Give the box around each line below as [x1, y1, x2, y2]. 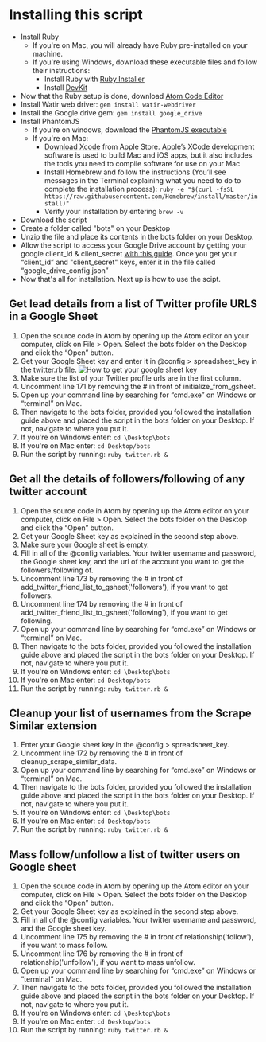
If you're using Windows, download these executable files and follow [32, 57, 257, 67]
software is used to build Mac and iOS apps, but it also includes [44, 150, 253, 160]
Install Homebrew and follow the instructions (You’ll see [44, 167, 226, 177]
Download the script [20, 215, 87, 224]
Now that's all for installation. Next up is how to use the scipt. [20, 274, 222, 283]
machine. [32, 49, 63, 58]
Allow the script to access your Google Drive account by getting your [20, 240, 247, 250]
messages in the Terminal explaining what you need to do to [44, 175, 241, 185]
